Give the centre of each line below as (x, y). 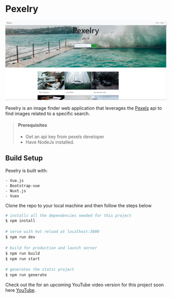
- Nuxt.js (16, 191)
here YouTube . (21, 290)
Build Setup (24, 158)
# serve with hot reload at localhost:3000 (52, 232)
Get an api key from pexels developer (65, 136)
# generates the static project (40, 270)
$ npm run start (23, 259)
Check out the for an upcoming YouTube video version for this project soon (85, 285)
